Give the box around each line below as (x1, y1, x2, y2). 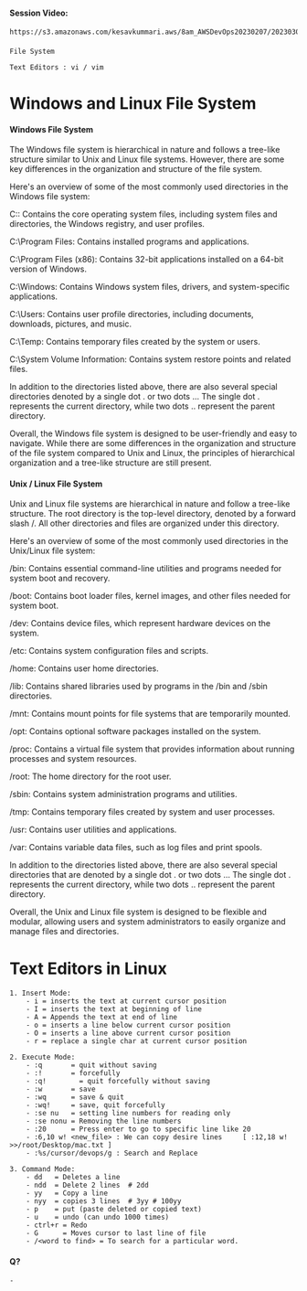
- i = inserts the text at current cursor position (26, 997, 227, 1006)
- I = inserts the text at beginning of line (26, 1005, 203, 1014)
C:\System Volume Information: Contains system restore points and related (9, 354, 291, 365)
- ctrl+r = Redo (26, 1221, 89, 1230)
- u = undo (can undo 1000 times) (26, 1212, 170, 1222)
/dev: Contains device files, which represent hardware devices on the (9, 618, 271, 629)
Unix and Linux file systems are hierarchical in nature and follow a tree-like (9, 498, 291, 509)
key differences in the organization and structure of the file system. (9, 164, 263, 175)
